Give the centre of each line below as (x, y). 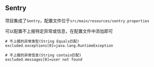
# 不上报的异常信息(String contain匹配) (43, 55)
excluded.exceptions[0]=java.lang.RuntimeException (59, 46)
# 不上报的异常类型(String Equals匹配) (42, 41)
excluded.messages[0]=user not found (44, 59)
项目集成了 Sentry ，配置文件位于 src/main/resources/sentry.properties (77, 20)
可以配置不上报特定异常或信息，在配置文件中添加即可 (59, 31)
